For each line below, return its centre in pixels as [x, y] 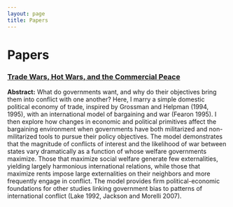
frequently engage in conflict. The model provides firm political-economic [114, 181]
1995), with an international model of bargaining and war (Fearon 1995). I [112, 114]
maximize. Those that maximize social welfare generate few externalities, [113, 159]
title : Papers [28, 20]
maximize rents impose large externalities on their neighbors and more [109, 173]
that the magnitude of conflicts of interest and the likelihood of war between [117, 143]
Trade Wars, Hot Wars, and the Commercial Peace [94, 76]
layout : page [26, 14]
